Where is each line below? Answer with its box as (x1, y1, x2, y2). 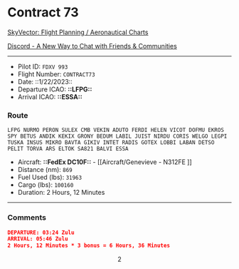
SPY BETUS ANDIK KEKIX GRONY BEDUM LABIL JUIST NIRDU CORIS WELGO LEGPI (7, 133, 228, 140)
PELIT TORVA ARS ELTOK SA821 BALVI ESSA (7, 146, 129, 153)
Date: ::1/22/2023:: (17, 77, 73, 86)
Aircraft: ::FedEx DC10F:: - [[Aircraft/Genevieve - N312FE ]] (17, 158, 192, 166)
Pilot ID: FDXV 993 (17, 62, 68, 71)
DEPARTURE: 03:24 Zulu (7, 229, 75, 236)
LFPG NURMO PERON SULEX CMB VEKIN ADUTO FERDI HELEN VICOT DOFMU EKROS (7, 126, 224, 134)
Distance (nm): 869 (17, 166, 73, 174)
